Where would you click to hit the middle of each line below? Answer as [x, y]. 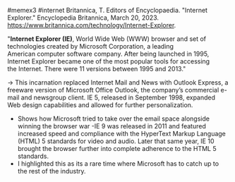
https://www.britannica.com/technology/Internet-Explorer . [92, 25]
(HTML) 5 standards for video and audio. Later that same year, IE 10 [116, 141]
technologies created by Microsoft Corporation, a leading [91, 46]
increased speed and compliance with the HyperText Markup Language [121, 134]
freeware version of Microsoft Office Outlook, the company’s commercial [113, 90]
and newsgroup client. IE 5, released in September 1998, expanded [118, 97]
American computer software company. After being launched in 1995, [108, 54]
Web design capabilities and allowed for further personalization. [100, 105]
